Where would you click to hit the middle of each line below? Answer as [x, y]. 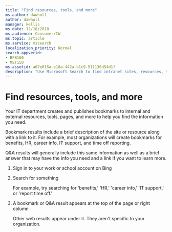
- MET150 [15, 62]
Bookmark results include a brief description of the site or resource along [82, 132]
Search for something [36, 178]
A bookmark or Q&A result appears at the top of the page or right [81, 203]
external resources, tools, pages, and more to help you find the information [84, 117]
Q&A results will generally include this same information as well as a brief [82, 153]
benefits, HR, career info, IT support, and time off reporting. [68, 143]
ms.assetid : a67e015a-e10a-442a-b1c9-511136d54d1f [60, 67]
